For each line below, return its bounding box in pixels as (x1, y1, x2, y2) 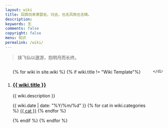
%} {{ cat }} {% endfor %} (12, 108, 66, 114)
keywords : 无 (5, 21, 31, 27)
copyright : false (5, 31, 41, 36)
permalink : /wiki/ (5, 40, 43, 45)
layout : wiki (5, 7, 32, 13)
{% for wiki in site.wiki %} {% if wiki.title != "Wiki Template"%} (12, 69, 141, 75)
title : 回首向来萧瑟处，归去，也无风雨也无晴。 (5, 12, 92, 17)
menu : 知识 (5, 36, 26, 41)
